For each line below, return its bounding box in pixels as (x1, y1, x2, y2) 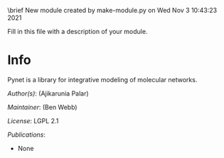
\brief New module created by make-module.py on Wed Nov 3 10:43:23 (7, 6, 218, 14)
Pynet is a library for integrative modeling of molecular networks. (7, 75, 198, 84)
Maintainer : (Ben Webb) (7, 103, 78, 111)
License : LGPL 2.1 (7, 116, 59, 125)
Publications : (7, 130, 46, 139)
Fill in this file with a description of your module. (7, 28, 148, 35)
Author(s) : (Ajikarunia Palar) (7, 89, 89, 98)
